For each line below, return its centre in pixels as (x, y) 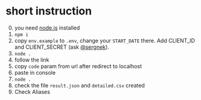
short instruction (49, 11)
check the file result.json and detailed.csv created (80, 85)
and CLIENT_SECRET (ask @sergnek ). (62, 47)
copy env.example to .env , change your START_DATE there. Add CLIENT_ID (105, 40)
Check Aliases (32, 92)
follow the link (32, 60)
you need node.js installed (47, 28)
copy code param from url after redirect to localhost (78, 66)
